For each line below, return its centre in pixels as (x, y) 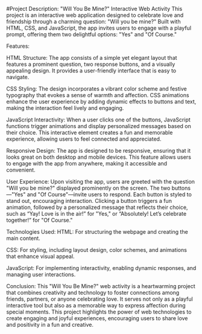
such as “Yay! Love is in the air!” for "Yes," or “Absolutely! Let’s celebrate (96, 214)
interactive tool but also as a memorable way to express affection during (96, 305)
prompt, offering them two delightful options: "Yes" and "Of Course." (91, 34)
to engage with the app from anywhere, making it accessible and (87, 163)
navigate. (18, 77)
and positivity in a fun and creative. (50, 325)
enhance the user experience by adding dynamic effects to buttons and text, (101, 101)
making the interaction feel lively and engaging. (65, 108)
